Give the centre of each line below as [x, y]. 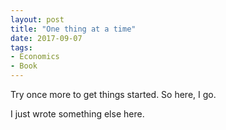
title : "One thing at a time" [73, 29]
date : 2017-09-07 [46, 38]
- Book [24, 66]
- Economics [35, 57]
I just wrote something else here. [77, 114]
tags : [21, 47]
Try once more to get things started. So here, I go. [113, 94]
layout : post [37, 19]
